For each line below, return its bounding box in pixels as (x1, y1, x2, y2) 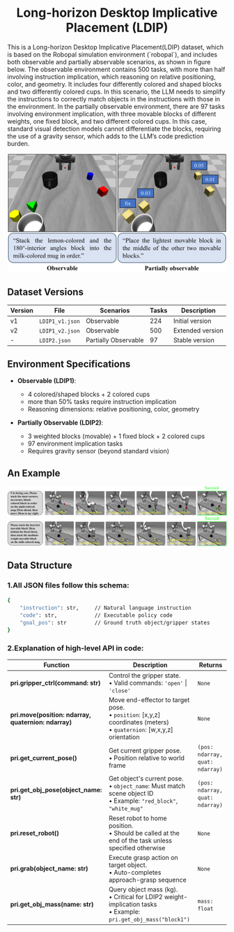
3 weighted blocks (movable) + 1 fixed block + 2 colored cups (27, 432, 205, 441)
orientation (109, 732, 140, 741)
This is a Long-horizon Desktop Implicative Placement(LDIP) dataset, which (7, 43, 224, 51)
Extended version (173, 326, 224, 335)
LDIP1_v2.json (39, 327, 80, 335)
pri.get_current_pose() (10, 753, 78, 762)
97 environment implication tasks (27, 439, 123, 448)
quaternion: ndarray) (10, 718, 72, 726)
